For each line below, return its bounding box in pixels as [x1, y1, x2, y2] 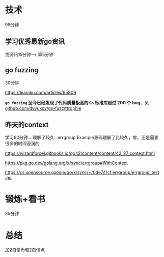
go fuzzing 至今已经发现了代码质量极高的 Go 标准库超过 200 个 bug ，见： [5, 99, 153, 106]
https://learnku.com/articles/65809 [5, 89, 76, 95]
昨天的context [5, 120, 49, 129]
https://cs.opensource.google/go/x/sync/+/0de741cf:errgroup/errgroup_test [5, 170, 160, 175]
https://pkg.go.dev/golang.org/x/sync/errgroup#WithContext [5, 160, 128, 166]
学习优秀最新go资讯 [5, 37, 65, 46]
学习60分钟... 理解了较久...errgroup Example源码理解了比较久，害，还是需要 [5, 135, 159, 141]
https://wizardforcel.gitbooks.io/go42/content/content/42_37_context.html [5, 150, 155, 156]
